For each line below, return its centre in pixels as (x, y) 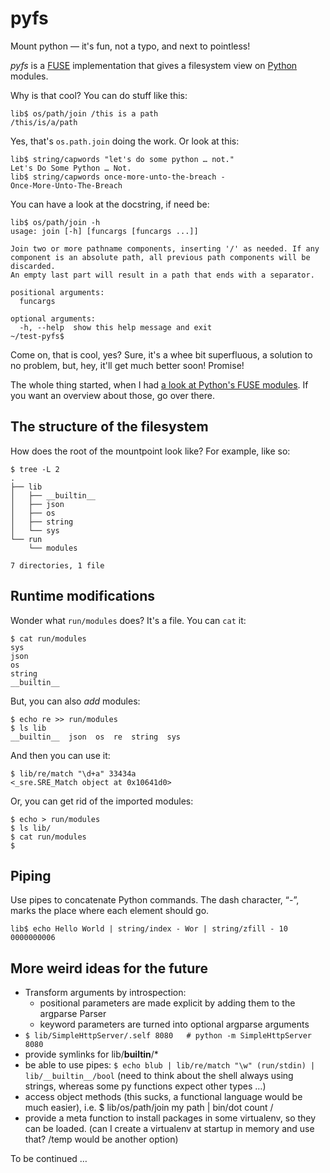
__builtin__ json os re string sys (96, 737)
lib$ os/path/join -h (55, 222)
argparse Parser (73, 1014)
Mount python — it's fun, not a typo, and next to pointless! (130, 46)
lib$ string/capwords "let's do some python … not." (122, 159)
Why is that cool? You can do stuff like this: (99, 95)
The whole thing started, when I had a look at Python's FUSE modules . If (159, 384)
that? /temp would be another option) (101, 1139)
